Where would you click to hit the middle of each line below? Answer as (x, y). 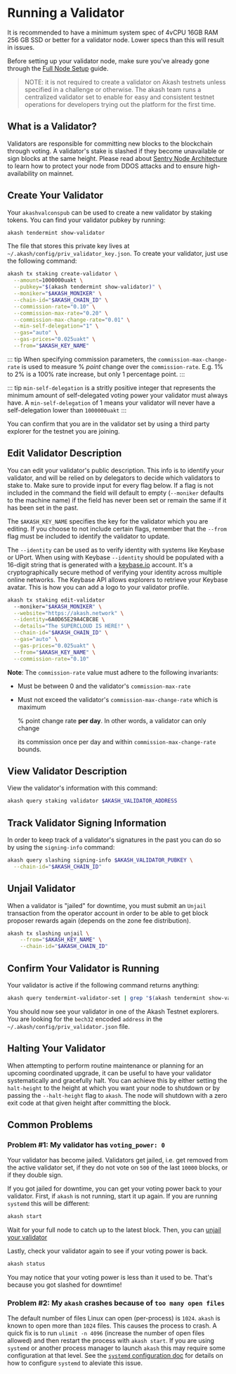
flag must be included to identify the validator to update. (88, 536)
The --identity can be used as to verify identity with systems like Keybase (116, 550)
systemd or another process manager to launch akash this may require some (117, 1348)
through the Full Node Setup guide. (58, 68)
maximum (32, 707)
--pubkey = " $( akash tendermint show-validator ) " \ (87, 287)
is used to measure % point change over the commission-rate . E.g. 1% (122, 366)
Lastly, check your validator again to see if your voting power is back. (108, 1251)
